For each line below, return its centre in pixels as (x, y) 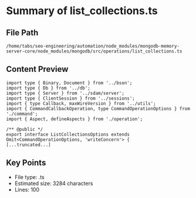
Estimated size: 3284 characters (54, 183)
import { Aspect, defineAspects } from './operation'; (75, 119)
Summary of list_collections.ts (82, 11)
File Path (22, 33)
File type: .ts (30, 177)
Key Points (26, 163)
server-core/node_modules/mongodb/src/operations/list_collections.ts (94, 51)
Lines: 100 (27, 189)
